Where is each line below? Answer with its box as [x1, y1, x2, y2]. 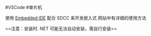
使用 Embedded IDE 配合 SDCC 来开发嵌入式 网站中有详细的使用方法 [5, 15, 146, 21]
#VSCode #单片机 [5, 4, 42, 10]
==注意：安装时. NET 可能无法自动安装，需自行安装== [5, 25, 117, 31]
